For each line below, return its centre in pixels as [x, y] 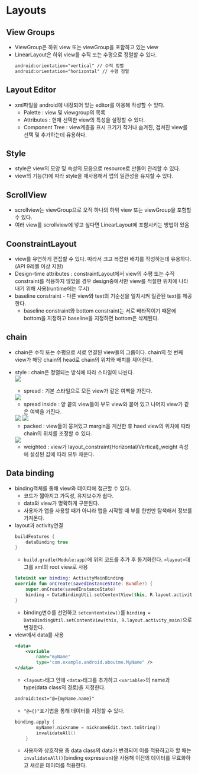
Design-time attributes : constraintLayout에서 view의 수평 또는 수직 [95, 274]
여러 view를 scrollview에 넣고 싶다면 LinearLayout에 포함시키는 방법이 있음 [102, 225]
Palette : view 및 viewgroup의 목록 [64, 112]
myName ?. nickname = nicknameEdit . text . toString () [98, 727]
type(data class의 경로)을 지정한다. [64, 687]
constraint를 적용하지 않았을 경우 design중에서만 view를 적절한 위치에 [96, 281]
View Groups [30, 32]
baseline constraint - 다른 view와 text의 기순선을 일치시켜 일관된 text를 [98, 296]
